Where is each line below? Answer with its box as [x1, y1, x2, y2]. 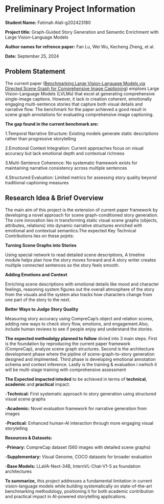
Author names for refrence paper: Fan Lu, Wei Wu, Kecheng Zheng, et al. [5, 44, 155, 49]
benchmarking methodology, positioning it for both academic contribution [5, 488, 154, 494]
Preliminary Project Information [5, 3, 136, 15]
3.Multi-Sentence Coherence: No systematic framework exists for [5, 160, 138, 166]
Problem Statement [5, 67, 66, 76]
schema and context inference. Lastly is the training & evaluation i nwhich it [5, 361, 157, 367]
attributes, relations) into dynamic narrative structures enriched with [5, 222, 143, 228]
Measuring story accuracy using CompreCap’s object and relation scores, [5, 315, 154, 321]
